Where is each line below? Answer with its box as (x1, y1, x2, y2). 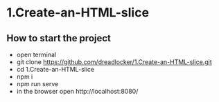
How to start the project (6, 32, 112, 44)
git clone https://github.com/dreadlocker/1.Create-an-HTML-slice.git (16, 58, 212, 66)
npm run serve (16, 80, 59, 88)
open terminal (16, 50, 57, 59)
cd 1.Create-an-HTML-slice (16, 65, 95, 73)
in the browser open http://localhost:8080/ (16, 88, 139, 95)
